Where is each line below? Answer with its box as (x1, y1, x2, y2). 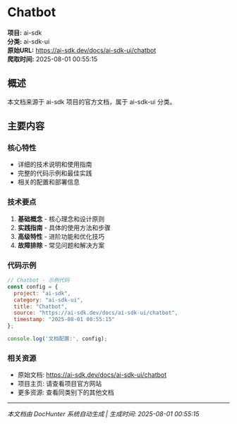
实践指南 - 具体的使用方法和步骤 (17, 223, 111, 232)
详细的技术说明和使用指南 (17, 160, 92, 169)
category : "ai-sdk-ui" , (13, 297, 83, 304)
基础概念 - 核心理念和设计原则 (17, 214, 105, 223)
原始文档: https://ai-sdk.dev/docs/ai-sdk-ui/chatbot (17, 370, 167, 379)
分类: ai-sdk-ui (7, 37, 50, 46)
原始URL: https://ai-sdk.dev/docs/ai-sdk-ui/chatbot (7, 46, 157, 54)
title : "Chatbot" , (13, 303, 68, 310)
